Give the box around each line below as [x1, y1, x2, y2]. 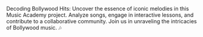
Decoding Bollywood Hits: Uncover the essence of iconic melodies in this [6, 5, 189, 12]
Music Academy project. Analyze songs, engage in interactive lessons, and [6, 11, 194, 18]
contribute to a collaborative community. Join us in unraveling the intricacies [6, 18, 197, 24]
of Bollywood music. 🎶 [6, 24, 62, 31]
